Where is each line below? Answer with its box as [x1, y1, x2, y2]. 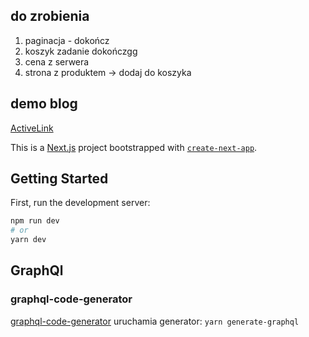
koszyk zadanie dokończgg [24, 45, 138, 57]
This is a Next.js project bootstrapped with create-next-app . [10, 141, 258, 153]
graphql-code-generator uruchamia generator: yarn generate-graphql [10, 315, 300, 327]
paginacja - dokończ [24, 34, 110, 46]
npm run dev [10, 216, 60, 226]
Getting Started [10, 170, 109, 188]
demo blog [10, 95, 78, 113]
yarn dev [10, 235, 47, 245]
